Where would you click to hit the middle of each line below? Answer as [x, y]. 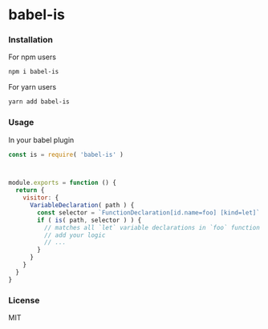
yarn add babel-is [39, 102]
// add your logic [75, 235]
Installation [31, 40]
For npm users [32, 57]
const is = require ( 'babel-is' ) [66, 154]
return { [30, 191]
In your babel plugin [41, 140]
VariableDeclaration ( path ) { [82, 206]
